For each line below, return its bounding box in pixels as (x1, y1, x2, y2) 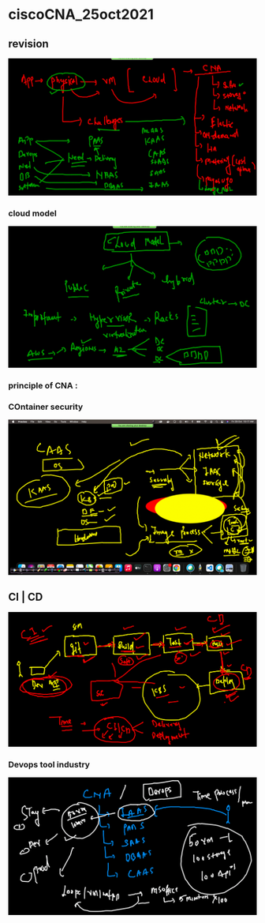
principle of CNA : (8, 380, 78, 391)
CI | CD (8, 591, 43, 604)
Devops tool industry (8, 759, 91, 770)
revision (8, 37, 49, 51)
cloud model (8, 208, 57, 219)
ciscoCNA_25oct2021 (8, 6, 154, 24)
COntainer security (8, 401, 84, 412)
